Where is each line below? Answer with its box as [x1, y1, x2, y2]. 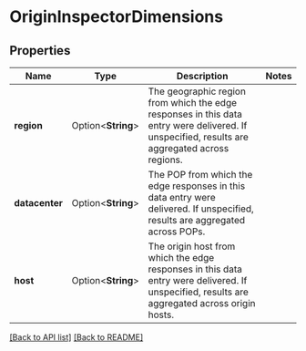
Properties [9, 43, 71, 58]
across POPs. [148, 225, 206, 238]
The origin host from [148, 240, 236, 253]
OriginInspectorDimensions [9, 6, 224, 27]
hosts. [148, 308, 175, 321]
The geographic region [148, 85, 246, 98]
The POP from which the [148, 169, 253, 181]
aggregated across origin [148, 297, 256, 309]
